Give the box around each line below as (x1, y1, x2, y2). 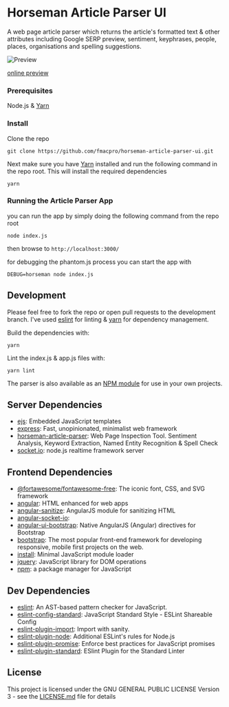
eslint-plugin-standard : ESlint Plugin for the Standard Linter (17, 647, 185, 655)
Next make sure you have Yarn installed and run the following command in (7, 159, 218, 168)
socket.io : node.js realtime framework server (17, 447, 144, 455)
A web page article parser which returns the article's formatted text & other (7, 27, 220, 36)
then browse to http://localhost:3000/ (7, 244, 120, 252)
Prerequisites (7, 86, 53, 96)
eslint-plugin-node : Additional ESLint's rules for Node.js (17, 632, 175, 640)
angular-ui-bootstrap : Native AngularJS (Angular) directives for (17, 521, 196, 530)
